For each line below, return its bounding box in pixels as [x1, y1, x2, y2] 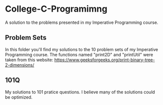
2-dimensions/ [5, 62, 35, 68]
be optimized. [5, 94, 33, 100]
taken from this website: [5, 57, 54, 63]
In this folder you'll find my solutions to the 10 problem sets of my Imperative [5, 46, 158, 52]
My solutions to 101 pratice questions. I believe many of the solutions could [5, 89, 155, 95]
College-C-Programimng [5, 3, 108, 15]
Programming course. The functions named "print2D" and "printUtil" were [5, 52, 153, 57]
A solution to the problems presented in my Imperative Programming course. [5, 19, 159, 25]
